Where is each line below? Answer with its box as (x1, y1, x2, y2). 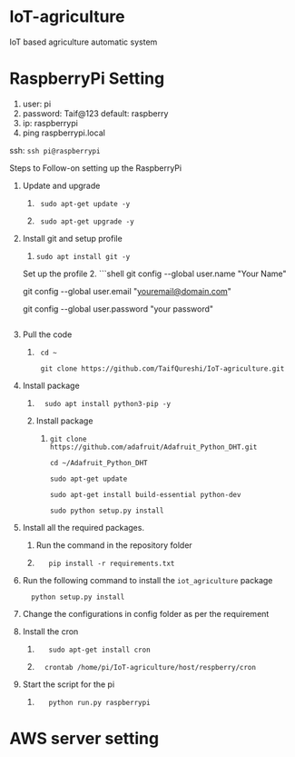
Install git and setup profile (22, 233, 123, 244)
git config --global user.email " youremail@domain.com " (22, 285, 231, 296)
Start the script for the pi (22, 679, 115, 690)
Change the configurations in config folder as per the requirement (22, 608, 270, 619)
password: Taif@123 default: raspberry (22, 107, 169, 119)
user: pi (22, 98, 52, 109)
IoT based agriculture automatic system (9, 36, 158, 47)
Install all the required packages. (22, 522, 145, 533)
